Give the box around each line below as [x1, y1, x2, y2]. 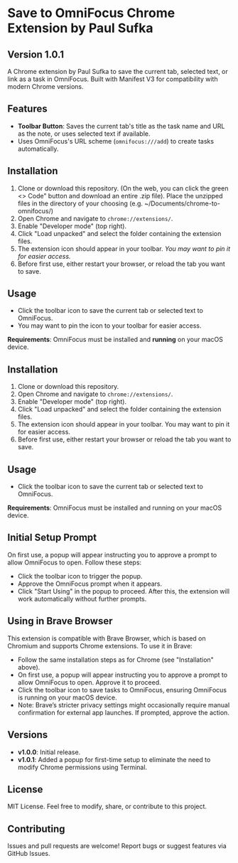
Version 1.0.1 [7, 48, 65, 60]
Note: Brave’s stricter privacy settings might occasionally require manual [17, 700, 230, 709]
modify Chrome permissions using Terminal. [17, 763, 148, 771]
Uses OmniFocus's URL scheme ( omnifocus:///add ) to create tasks [17, 136, 215, 145]
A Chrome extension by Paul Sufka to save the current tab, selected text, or [7, 68, 229, 75]
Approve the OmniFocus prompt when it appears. [17, 579, 162, 588]
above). [17, 663, 40, 671]
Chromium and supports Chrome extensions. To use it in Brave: [7, 641, 193, 650]
